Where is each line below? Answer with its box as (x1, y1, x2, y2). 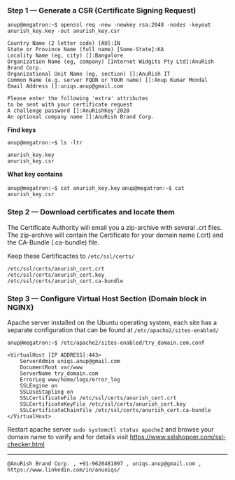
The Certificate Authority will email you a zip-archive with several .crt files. (7, 223, 222, 231)
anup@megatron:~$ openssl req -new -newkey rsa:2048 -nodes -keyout (7, 22, 211, 29)
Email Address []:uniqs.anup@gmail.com (7, 83, 124, 90)
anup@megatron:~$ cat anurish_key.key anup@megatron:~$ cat (7, 185, 185, 192)
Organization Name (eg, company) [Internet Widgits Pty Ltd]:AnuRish (7, 58, 215, 65)
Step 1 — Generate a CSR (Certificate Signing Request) (7, 6, 197, 15)
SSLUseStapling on (20, 388, 73, 395)
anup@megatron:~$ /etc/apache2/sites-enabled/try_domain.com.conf (7, 339, 205, 346)
